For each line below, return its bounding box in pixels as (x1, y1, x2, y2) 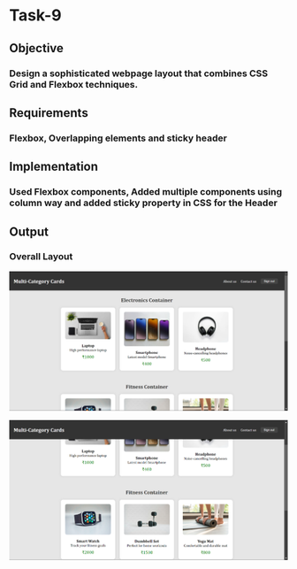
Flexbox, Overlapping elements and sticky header (9, 132, 227, 144)
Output (9, 224, 49, 239)
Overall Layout (9, 250, 73, 263)
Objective (9, 41, 65, 56)
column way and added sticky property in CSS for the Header (9, 196, 278, 209)
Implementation (9, 159, 99, 174)
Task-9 (9, 5, 62, 26)
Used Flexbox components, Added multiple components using (9, 186, 283, 198)
